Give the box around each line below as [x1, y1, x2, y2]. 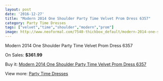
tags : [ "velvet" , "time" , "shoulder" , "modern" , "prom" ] [5, 25, 114, 30]
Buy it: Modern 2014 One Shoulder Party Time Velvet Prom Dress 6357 [5, 61, 147, 67]
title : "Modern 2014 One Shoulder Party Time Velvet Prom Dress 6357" [5, 16, 151, 21]
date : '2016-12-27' [5, 12, 45, 16]
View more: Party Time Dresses [5, 71, 68, 76]
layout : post [5, 7, 32, 12]
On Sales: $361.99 [5, 52, 43, 58]
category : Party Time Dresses [5, 20, 66, 26]
